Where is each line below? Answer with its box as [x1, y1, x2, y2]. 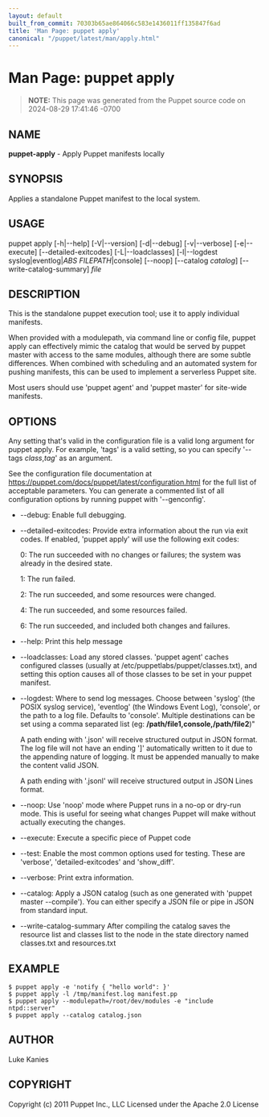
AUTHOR [8, 1033, 55, 1047]
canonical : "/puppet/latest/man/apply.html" [8, 34, 160, 43]
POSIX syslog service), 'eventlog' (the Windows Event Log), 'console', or [19, 702, 261, 712]
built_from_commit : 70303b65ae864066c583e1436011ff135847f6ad [8, 19, 221, 27]
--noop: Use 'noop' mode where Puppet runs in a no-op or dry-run [19, 800, 242, 810]
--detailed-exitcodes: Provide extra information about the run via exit [19, 525, 249, 536]
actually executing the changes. [19, 817, 126, 827]
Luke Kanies [8, 1054, 50, 1064]
